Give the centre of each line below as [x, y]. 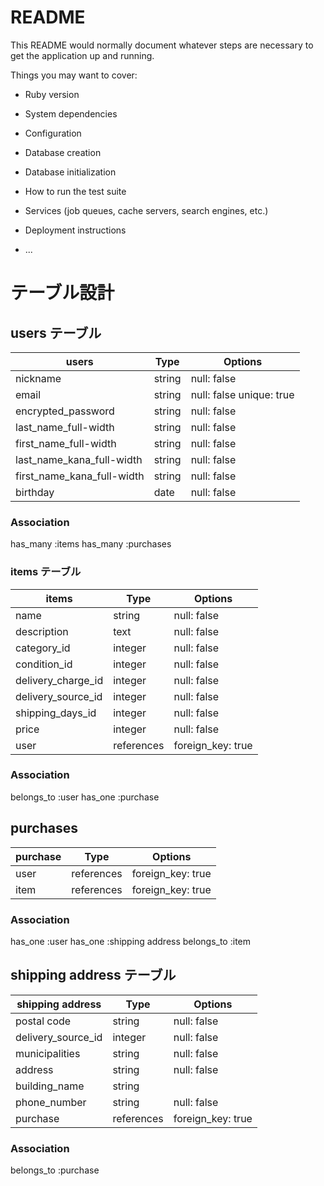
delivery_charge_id [59, 680]
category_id [43, 648]
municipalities [48, 1053]
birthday [35, 492]
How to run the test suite [75, 191]
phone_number [51, 1102]
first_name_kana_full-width [80, 476]
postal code [43, 1021]
